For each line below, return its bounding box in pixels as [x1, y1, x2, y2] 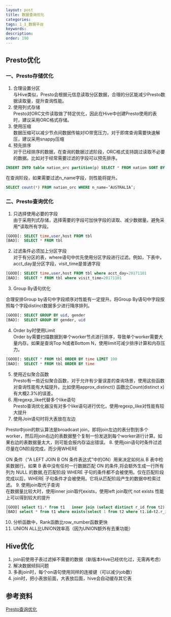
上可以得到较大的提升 [6, 494, 50, 501]
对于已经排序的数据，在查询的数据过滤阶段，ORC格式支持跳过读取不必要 [13, 149, 165, 155]
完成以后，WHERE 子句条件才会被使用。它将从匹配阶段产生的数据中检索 [6, 475, 156, 481]
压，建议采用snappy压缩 [13, 136, 65, 142]
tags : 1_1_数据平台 [6, 21, 44, 27]
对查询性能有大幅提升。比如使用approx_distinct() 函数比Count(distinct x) [13, 384, 164, 390]
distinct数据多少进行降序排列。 [27, 303, 93, 309]
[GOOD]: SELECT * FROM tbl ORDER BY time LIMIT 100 [6, 357, 117, 362]
